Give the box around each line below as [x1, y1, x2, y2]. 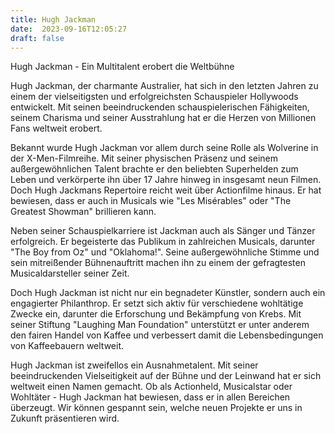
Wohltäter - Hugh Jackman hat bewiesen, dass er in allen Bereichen [10, 391, 291, 403]
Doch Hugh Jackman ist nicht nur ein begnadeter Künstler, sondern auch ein [10, 287, 326, 299]
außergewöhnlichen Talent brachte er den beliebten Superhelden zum [10, 163, 299, 175]
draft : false [10, 33, 65, 43]
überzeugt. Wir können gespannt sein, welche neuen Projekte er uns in [10, 402, 303, 414]
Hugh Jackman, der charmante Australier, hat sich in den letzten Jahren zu [10, 80, 319, 92]
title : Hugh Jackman [10, 14, 97, 25]
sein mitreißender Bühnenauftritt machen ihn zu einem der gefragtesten [10, 257, 306, 269]
